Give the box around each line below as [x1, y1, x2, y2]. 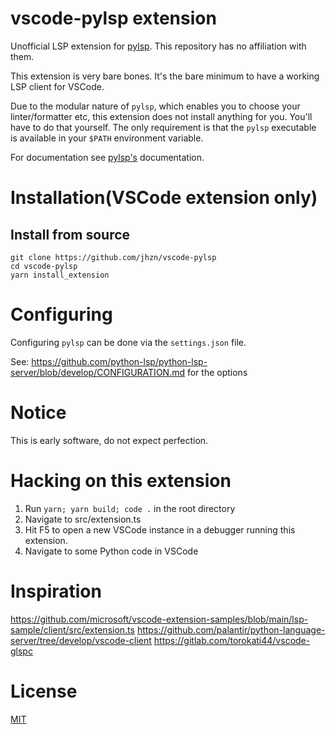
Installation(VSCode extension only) [10, 187, 318, 209]
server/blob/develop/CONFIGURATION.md [10, 366, 186, 378]
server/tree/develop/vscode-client [10, 634, 152, 646]
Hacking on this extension [10, 470, 232, 492]
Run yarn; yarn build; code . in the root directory [24, 502, 236, 514]
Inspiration [10, 580, 102, 602]
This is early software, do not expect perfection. [10, 434, 209, 446]
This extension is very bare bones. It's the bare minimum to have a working [10, 70, 320, 82]
